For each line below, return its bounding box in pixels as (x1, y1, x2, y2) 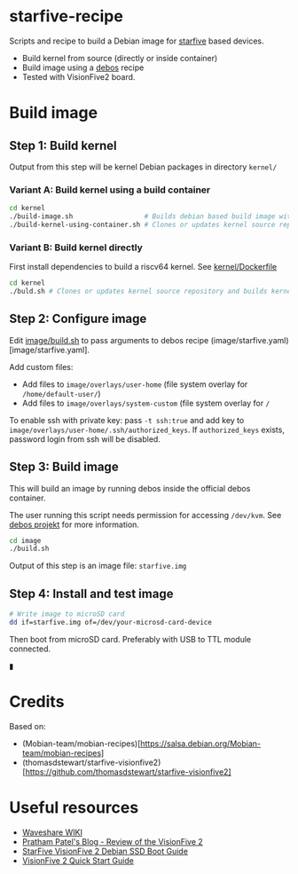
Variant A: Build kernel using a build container (9, 184, 211, 196)
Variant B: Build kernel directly (9, 241, 144, 254)
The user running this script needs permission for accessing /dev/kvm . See (9, 509, 282, 520)
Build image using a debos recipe (21, 62, 145, 73)
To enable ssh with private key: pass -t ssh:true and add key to (9, 414, 245, 425)
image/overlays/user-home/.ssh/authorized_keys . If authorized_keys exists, (9, 424, 286, 435)
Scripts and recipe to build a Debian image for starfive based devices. (9, 35, 264, 46)
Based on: (9, 720, 46, 731)
